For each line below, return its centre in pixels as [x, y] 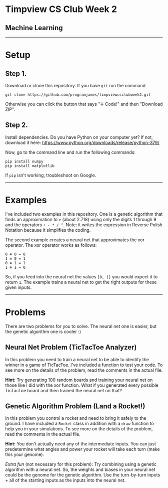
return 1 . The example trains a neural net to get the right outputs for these [81, 282]
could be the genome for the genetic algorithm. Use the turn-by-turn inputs [83, 475]
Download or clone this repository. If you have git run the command [75, 86]
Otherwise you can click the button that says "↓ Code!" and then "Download [84, 104]
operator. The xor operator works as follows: [51, 245]
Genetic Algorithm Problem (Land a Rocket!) [75, 406]
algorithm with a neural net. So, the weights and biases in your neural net [80, 469]
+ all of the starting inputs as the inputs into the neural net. [65, 480]
